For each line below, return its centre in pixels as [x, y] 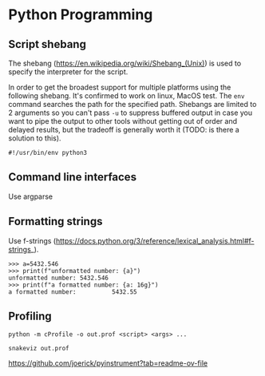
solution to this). [35, 138]
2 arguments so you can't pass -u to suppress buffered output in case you [131, 113]
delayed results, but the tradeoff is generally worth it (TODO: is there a [124, 130]
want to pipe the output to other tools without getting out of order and [123, 121]
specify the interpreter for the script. [68, 72]
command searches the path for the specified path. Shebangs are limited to [132, 104]
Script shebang [47, 44]
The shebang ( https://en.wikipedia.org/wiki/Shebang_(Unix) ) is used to [125, 63]
